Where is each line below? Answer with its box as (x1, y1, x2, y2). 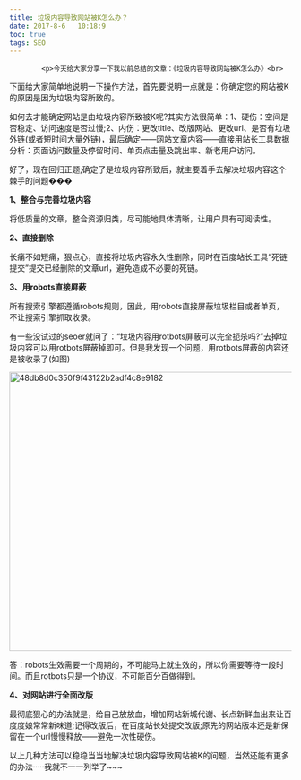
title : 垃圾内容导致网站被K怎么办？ (9, 13, 128, 22)
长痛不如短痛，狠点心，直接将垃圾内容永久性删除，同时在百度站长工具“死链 (9, 252, 288, 263)
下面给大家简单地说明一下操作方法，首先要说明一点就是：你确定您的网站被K (9, 82, 289, 92)
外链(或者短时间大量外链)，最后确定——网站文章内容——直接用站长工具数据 (9, 134, 290, 144)
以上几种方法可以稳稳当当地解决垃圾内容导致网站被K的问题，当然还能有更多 (9, 750, 289, 761)
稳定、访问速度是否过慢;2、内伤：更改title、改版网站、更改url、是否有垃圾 (16, 123, 291, 134)
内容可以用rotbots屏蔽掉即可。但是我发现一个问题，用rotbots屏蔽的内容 (16, 342, 282, 353)
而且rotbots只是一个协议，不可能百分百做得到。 (24, 671, 201, 681)
